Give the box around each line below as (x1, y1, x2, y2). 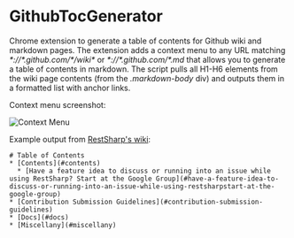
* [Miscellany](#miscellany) (9, 220, 117, 229)
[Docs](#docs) (17, 212, 69, 222)
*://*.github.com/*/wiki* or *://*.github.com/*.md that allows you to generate (9, 54, 286, 65)
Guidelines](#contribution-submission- (116, 197, 264, 206)
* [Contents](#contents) (9, 158, 101, 167)
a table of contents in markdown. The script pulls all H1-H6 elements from (9, 64, 279, 74)
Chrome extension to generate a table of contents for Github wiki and (9, 35, 262, 46)
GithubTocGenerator (9, 6, 164, 27)
